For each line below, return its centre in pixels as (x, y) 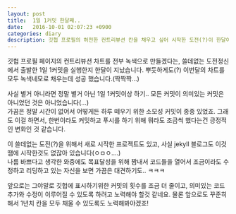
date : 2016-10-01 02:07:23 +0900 (60, 27)
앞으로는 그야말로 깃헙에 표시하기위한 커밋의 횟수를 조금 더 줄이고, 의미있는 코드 (116, 186)
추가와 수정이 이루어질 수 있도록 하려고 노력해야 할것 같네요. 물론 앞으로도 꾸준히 (117, 194)
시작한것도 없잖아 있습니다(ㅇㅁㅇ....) (70, 153)
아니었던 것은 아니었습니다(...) (48, 102)
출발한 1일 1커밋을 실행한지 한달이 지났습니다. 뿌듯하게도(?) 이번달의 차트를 (123, 70)
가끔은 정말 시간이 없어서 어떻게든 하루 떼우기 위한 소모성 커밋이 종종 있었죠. (112, 112)
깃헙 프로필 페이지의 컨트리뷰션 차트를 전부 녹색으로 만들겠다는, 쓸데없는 (106, 61)
